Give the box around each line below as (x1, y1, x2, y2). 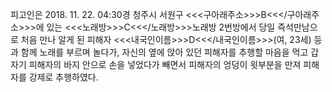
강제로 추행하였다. (28, 71, 99, 83)
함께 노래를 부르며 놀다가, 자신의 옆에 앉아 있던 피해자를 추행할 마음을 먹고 (20, 46, 309, 58)
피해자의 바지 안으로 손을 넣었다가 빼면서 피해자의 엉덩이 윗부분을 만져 (28, 59, 302, 70)
